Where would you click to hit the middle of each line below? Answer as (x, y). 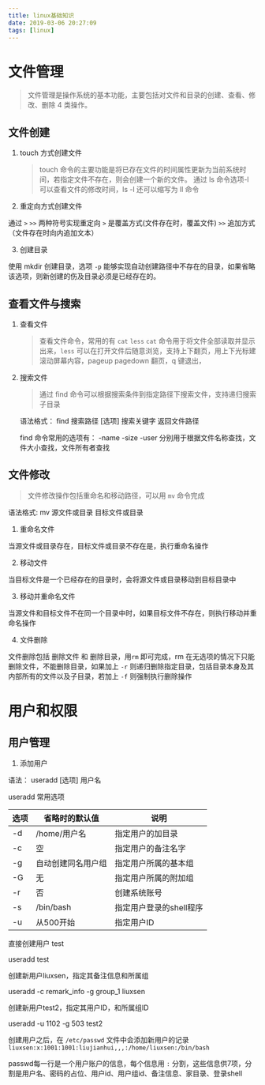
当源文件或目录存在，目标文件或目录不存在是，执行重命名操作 (108, 545)
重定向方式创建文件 (51, 206)
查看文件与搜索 (45, 304)
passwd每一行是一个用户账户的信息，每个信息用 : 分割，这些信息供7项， (127, 1063)
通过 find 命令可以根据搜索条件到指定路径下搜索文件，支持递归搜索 (147, 394)
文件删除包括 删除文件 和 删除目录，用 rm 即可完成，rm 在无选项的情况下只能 (131, 656)
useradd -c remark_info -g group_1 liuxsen (77, 991)
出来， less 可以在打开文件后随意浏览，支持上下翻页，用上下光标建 (147, 350)
